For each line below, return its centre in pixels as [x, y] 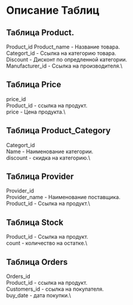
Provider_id [20, 191]
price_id [16, 99]
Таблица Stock [35, 222]
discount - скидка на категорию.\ [48, 158]
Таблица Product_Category [58, 131]
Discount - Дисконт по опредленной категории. [66, 60]
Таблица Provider [40, 177]
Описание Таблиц [53, 10]
